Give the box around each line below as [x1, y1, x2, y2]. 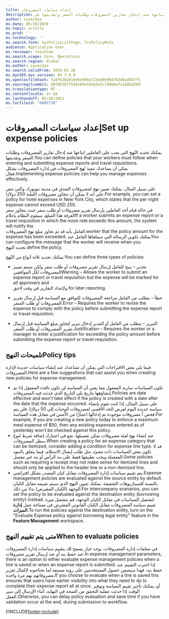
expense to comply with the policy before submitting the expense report [13, 305, 162, 311]
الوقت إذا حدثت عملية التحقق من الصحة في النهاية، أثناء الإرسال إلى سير [6, 588, 140, 594]
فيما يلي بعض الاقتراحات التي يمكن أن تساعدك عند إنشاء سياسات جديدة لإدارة [6, 364, 151, 370]
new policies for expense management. [6, 374, 87, 381]
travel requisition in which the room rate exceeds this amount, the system [6, 218, 157, 224]
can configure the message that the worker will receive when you [6, 239, 141, 245]
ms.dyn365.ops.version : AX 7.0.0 [6, 73, 76, 78]
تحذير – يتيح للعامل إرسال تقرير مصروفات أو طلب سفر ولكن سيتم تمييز [13, 264, 147, 270]
